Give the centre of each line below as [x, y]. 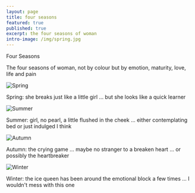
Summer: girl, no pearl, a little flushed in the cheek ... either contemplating [97, 120]
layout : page [22, 12]
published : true [26, 28]
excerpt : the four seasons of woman [51, 34]
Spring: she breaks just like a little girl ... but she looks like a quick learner [96, 97]
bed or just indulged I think [39, 126]
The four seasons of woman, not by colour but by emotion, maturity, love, [96, 68]
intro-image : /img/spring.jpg [44, 39]
